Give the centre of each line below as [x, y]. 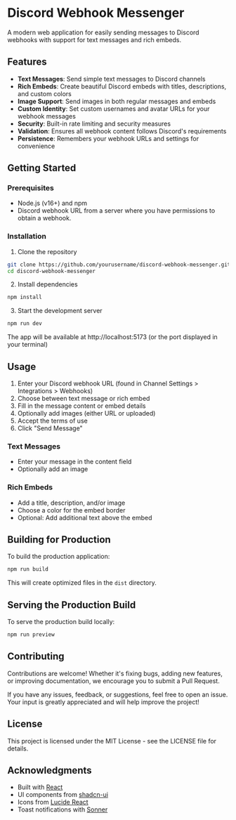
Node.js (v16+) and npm [52, 203]
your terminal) [27, 345]
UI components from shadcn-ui [63, 795]
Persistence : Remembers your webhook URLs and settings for [108, 138]
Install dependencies [48, 284]
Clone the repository [47, 251]
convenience [36, 146]
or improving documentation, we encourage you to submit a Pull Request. [113, 681]
